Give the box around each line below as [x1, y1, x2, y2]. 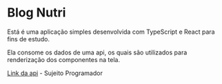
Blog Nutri [7, 5, 66, 21]
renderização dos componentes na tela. [7, 55, 121, 63]
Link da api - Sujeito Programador [7, 69, 103, 77]
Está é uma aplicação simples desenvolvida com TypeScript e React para [7, 28, 215, 36]
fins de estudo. [7, 34, 50, 43]
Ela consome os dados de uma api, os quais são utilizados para [7, 48, 188, 56]
